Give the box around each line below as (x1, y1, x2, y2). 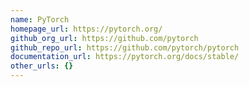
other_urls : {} (10, 61, 74, 71)
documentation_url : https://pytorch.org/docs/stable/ (10, 52, 240, 62)
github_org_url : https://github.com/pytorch (10, 33, 199, 43)
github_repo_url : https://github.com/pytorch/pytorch (10, 42, 240, 53)
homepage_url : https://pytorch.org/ (10, 24, 163, 34)
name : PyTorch (10, 14, 70, 25)
